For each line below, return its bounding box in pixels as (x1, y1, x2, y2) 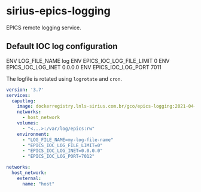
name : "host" (22, 181, 55, 187)
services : (6, 92, 31, 98)
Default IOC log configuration (6, 41, 118, 51)
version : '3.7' (6, 87, 44, 93)
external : (17, 175, 42, 181)
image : (17, 103, 33, 109)
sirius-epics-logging (6, 4, 111, 18)
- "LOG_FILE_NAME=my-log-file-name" (22, 136, 114, 143)
